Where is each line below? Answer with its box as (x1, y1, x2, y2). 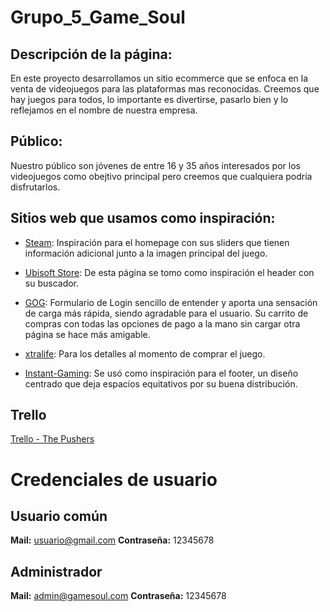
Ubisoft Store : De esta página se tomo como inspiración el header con (24, 266, 315, 278)
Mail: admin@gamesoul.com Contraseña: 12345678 (10, 590, 227, 602)
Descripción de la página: (10, 46, 173, 63)
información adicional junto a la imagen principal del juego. (24, 247, 268, 259)
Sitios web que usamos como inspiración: (10, 210, 276, 227)
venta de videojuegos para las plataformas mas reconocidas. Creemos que (10, 83, 320, 95)
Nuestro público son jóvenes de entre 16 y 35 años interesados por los (10, 159, 301, 171)
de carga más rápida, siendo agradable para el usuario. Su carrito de (24, 307, 309, 319)
